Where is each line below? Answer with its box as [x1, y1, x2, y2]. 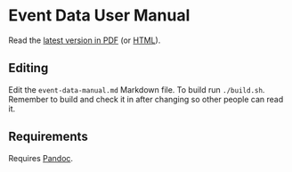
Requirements [8, 129, 88, 144]
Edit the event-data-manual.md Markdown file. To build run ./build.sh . [8, 84, 265, 94]
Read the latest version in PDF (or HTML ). [8, 35, 161, 45]
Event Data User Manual [8, 5, 191, 26]
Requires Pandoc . [8, 152, 73, 163]
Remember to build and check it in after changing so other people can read [8, 94, 284, 104]
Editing [8, 61, 49, 76]
